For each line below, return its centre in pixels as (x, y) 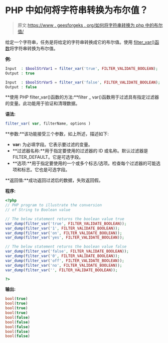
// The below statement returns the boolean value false (66, 247)
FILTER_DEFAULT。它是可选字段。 (48, 157)
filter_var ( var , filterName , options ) (48, 124)
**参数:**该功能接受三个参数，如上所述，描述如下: (57, 134)
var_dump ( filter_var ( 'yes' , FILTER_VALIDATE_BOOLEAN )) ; (65, 238)
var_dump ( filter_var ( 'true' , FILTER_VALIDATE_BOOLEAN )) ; (66, 223)
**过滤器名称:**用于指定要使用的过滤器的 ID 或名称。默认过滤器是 (80, 151)
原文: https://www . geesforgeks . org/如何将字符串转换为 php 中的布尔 (90, 25)
